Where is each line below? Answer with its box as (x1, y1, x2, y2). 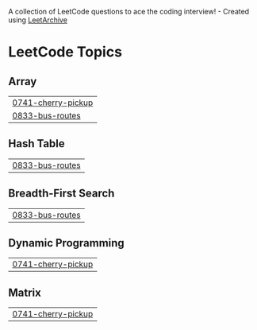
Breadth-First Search (8, 187, 115, 200)
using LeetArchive (8, 15, 67, 25)
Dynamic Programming (8, 236, 125, 250)
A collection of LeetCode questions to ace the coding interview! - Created (8, 7, 250, 16)
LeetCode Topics (8, 43, 123, 61)
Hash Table (8, 137, 65, 150)
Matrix (8, 285, 41, 299)
